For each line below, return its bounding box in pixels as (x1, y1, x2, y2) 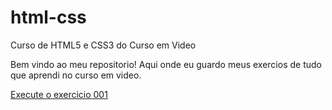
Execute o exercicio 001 (10, 88, 108, 100)
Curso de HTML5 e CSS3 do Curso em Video (10, 39, 197, 51)
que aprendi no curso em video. (10, 69, 142, 81)
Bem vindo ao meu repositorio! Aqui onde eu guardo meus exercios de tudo (10, 58, 322, 70)
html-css (10, 6, 87, 29)
